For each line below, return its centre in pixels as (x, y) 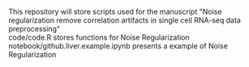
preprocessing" (34, 29)
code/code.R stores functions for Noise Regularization (99, 37)
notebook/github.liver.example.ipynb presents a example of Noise (118, 46)
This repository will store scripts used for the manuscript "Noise (115, 12)
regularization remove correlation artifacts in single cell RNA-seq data (125, 20)
